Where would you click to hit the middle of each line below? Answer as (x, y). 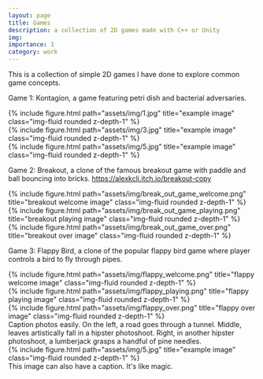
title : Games (30, 23)
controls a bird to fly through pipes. (65, 259)
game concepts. (35, 83)
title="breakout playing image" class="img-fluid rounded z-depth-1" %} (124, 219)
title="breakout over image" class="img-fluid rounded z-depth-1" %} (120, 235)
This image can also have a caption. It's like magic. (91, 366)
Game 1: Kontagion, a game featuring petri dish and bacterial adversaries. (127, 98)
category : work (33, 52)
